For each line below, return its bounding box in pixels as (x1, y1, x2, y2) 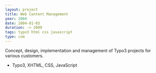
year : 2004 (5, 16, 27, 21)
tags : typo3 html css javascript (5, 30, 73, 35)
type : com (5, 35, 25, 39)
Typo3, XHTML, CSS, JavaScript (12, 62, 78, 68)
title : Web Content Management (5, 12, 69, 17)
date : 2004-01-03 (5, 20, 40, 26)
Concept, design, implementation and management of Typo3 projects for (5, 47, 151, 54)
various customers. (5, 53, 44, 58)
